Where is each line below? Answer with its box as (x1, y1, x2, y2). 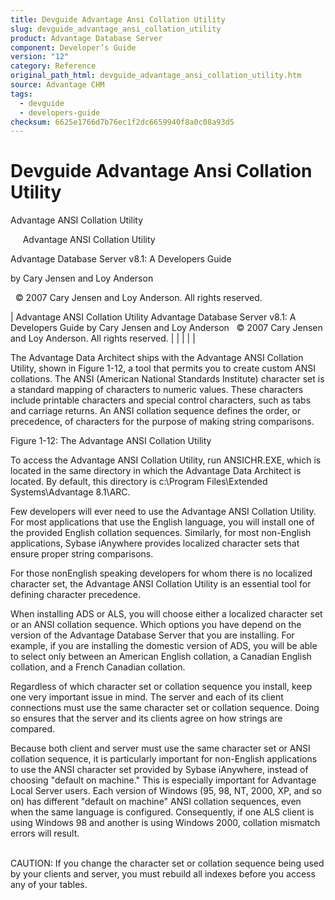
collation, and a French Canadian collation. (10, 661, 186, 673)
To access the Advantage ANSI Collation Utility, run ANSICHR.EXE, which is (10, 454, 322, 466)
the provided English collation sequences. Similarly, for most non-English (10, 527, 312, 539)
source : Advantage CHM (10, 80, 105, 90)
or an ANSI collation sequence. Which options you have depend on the (10, 619, 302, 631)
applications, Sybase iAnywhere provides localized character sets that (10, 537, 300, 550)
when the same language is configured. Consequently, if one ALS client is (10, 806, 315, 818)
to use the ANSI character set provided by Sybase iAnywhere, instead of (10, 764, 309, 776)
